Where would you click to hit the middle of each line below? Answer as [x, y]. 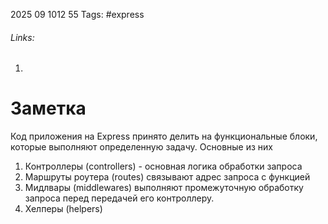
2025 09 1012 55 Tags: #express [77, 14]
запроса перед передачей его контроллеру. [119, 198]
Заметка [48, 108]
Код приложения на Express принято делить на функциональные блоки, [164, 136]
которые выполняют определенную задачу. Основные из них [141, 147]
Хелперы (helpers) [63, 209]
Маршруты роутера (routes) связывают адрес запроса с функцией [167, 177]
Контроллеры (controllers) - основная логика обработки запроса [163, 166]
